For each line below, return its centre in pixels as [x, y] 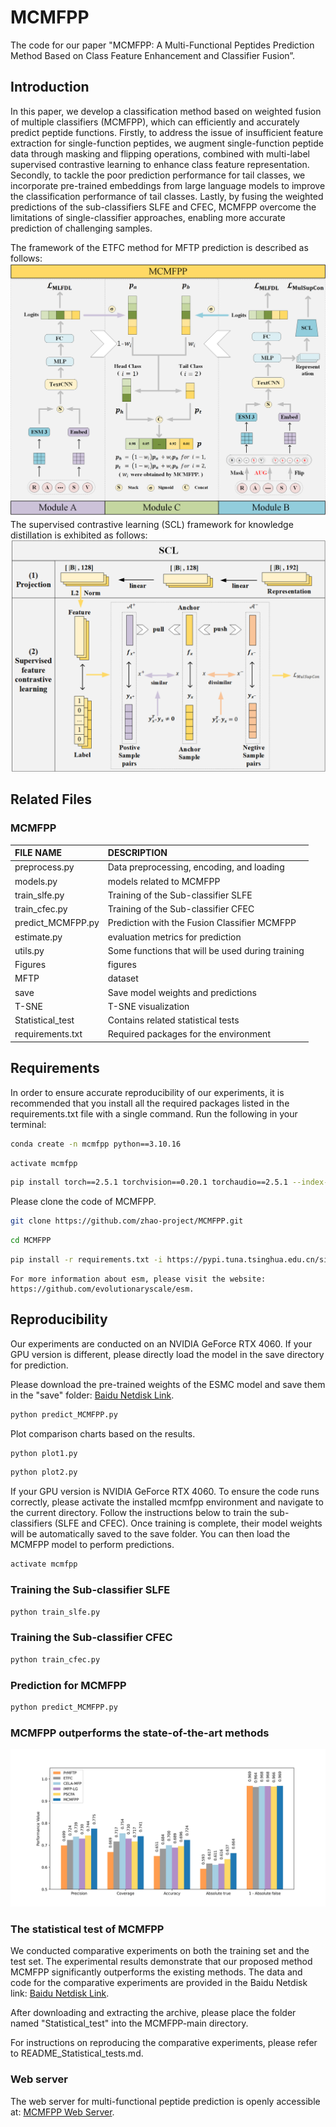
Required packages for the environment [189, 1034]
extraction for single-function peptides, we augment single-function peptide [167, 143]
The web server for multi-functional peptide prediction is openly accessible [165, 2101]
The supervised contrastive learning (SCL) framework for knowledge [152, 524]
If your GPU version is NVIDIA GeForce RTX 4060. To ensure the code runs [165, 1492]
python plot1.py [44, 1453]
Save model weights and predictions [182, 992]
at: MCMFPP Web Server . [62, 2112]
